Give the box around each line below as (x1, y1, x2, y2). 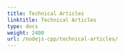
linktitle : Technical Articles (7, 17, 97, 23)
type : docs (7, 23, 38, 30)
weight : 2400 (7, 29, 45, 36)
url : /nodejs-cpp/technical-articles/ (7, 36, 118, 43)
